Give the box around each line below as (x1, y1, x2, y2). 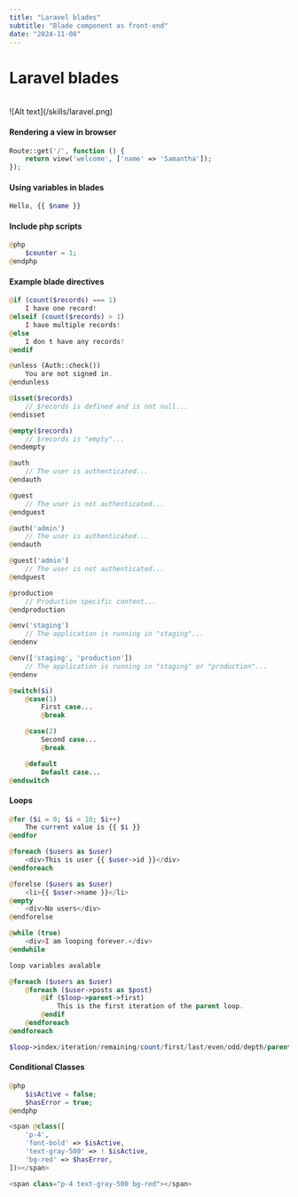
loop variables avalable (9, 961, 101, 970)
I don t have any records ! (25, 337, 125, 346)
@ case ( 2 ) (25, 727, 58, 736)
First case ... (41, 702, 93, 712)
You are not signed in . (25, 370, 114, 379)
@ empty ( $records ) (9, 426, 74, 435)
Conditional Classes (9, 1061, 85, 1073)
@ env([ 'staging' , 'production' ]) (9, 653, 133, 662)
